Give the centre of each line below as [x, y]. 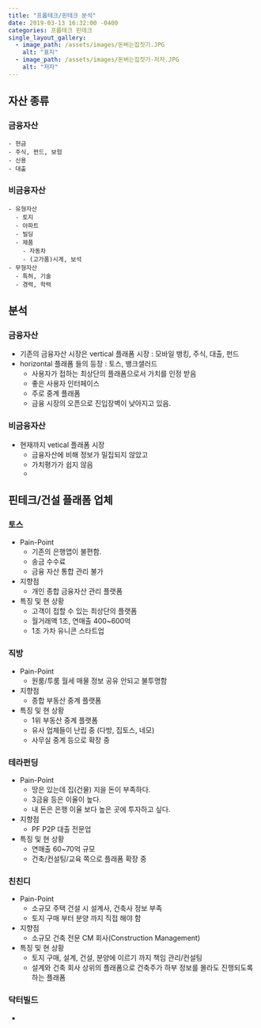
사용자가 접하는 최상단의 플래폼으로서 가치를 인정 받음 [114, 374]
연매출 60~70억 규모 [63, 849]
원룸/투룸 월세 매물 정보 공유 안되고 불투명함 [99, 681]
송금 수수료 [48, 562]
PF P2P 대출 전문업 [61, 829]
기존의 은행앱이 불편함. [66, 552]
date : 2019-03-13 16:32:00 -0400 [63, 23]
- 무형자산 [23, 267]
